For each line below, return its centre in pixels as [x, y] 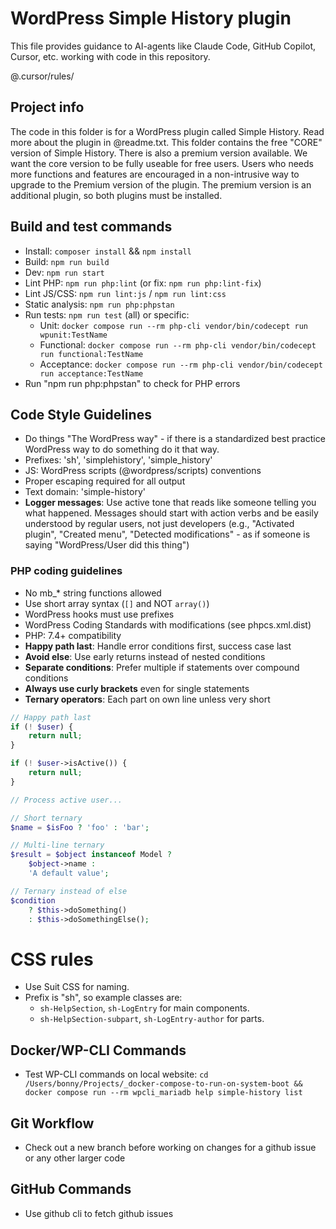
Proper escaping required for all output [105, 481]
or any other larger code [75, 1158]
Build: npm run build [67, 261]
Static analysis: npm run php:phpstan [99, 304]
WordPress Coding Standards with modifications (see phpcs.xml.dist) [168, 624]
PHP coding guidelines [66, 571]
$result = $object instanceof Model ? [91, 855]
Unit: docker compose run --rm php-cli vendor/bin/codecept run [173, 325]
